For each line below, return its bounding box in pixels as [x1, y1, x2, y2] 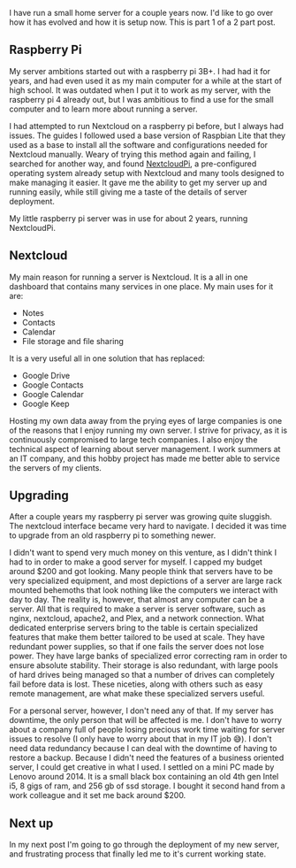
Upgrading [9, 488, 69, 503]
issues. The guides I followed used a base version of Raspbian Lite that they [9, 130, 285, 141]
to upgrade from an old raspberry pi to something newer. [9, 530, 216, 541]
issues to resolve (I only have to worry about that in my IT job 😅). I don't [9, 734, 272, 744]
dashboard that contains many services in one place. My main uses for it [9, 280, 274, 291]
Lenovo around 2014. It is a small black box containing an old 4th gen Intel [9, 772, 279, 782]
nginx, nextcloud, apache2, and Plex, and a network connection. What [9, 613, 265, 624]
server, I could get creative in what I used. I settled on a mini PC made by [9, 762, 275, 772]
